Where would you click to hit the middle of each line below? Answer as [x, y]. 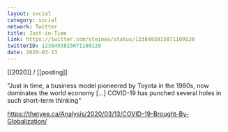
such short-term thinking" [44, 100]
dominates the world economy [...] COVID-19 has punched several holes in [114, 93]
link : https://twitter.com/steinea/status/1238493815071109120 [101, 40]
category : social [32, 20]
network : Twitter [32, 26]
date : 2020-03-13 [32, 53]
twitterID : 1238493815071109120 [54, 46]
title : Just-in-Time [37, 33]
